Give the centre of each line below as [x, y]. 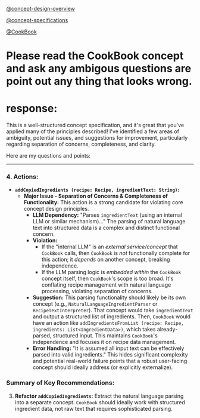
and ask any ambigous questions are [99, 69]
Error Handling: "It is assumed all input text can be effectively [108, 348]
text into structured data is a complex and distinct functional [106, 228]
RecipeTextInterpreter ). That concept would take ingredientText [113, 311]
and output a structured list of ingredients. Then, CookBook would [112, 316]
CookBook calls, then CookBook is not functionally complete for [116, 253]
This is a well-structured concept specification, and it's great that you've [95, 125]
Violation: [45, 241]
